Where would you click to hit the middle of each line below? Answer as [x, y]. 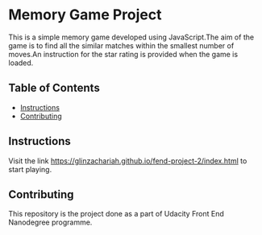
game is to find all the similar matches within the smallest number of [121, 45]
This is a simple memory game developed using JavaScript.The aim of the [131, 37]
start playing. [30, 169]
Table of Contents [54, 88]
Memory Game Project [85, 15]
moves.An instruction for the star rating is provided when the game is [123, 54]
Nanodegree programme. [50, 222]
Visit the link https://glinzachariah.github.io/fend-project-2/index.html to [128, 161]
